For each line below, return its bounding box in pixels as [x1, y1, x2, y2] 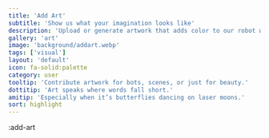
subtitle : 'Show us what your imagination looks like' [8, 19, 195, 27]
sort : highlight [8, 101, 62, 108]
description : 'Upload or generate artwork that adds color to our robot [8, 26, 256, 34]
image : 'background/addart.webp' [8, 41, 120, 49]
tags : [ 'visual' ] [8, 49, 66, 57]
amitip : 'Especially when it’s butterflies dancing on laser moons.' [8, 93, 246, 101]
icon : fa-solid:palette [8, 64, 88, 72]
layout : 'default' [8, 57, 70, 65]
